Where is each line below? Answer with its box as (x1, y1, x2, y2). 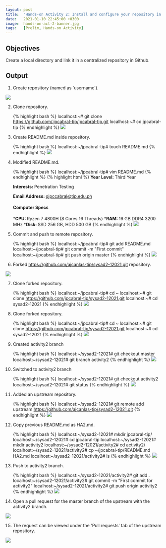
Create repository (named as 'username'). (12, 85, 99, 91)
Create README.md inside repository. (12, 134, 91, 140)
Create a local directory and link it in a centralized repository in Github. (5, 57, 150, 63)
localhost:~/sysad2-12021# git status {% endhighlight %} (12, 381, 130, 387)
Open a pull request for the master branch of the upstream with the (12, 498, 150, 504)
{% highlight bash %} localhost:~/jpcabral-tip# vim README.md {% (12, 169, 152, 175)
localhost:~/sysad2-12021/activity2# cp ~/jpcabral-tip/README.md (12, 447, 151, 453)
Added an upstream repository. (12, 391, 77, 397)
